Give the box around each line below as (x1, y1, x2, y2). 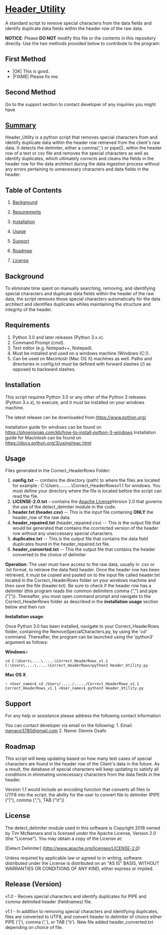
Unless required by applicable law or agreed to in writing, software (5, 854, 142, 861)
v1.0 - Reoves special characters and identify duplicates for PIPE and (5, 893, 147, 899)
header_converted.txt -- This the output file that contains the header (12, 546, 156, 552)
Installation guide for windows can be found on (5, 424, 102, 430)
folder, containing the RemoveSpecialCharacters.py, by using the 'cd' (5, 629, 148, 635)
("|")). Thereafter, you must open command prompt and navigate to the (5, 593, 151, 599)
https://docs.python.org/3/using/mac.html (5, 440, 92, 446)
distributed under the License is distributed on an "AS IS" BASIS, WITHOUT (5, 860, 160, 866)
